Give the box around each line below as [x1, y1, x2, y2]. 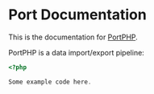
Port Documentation [8, 6, 147, 24]
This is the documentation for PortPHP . [8, 32, 139, 42]
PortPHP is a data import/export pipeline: [8, 47, 145, 57]
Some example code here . [8, 78, 92, 86]
